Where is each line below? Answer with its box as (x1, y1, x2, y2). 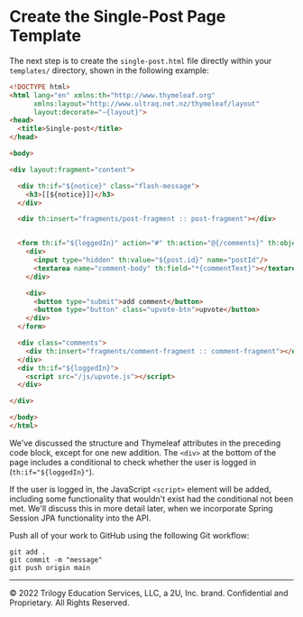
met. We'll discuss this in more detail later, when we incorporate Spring (9, 502, 273, 513)
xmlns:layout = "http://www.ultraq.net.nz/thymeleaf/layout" (32, 99, 260, 108)
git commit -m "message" (9, 555, 103, 565)
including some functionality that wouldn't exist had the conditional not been (9, 493, 294, 504)
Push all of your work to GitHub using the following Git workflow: (9, 530, 250, 540)
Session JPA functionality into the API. (9, 512, 151, 523)
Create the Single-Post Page (9, 6, 226, 27)
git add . (9, 548, 47, 557)
